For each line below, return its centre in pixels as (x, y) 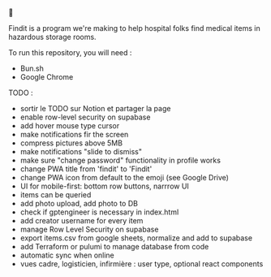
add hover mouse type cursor (70, 126)
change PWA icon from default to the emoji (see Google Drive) (125, 177)
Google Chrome (47, 77)
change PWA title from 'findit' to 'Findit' (86, 169)
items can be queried (56, 195)
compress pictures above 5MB (71, 143)
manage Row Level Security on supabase (89, 229)
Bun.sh (32, 68)
